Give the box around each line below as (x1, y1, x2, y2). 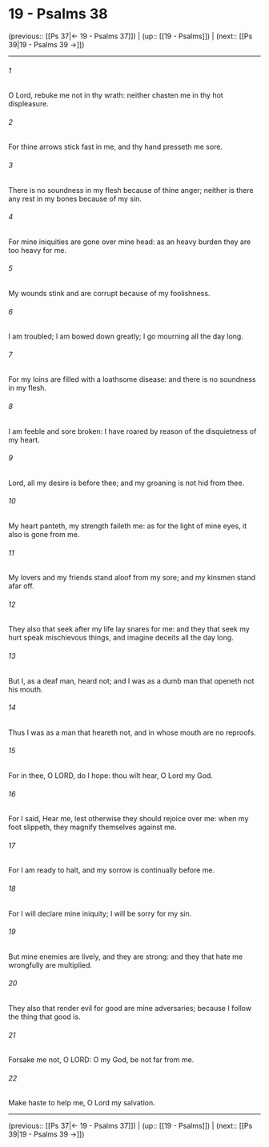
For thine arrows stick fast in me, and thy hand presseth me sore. (8, 142, 223, 152)
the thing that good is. (8, 1012, 81, 1021)
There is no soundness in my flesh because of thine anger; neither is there (8, 185, 254, 195)
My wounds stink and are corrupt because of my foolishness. (8, 288, 211, 298)
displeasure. (8, 99, 50, 109)
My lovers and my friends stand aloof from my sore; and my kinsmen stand (8, 573, 256, 583)
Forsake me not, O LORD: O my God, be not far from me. (8, 1055, 195, 1065)
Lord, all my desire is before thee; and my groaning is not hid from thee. (8, 478, 245, 487)
